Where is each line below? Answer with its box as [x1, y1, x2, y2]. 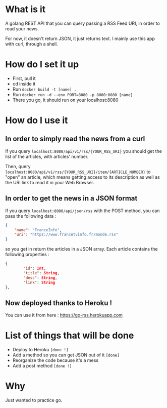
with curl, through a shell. [5, 40, 58, 47]
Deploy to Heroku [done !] [12, 347, 69, 353]
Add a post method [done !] [12, 363, 72, 369]
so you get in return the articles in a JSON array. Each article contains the [5, 246, 158, 252]
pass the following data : [5, 213, 57, 219]
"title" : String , [23, 270, 60, 275]
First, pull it [12, 75, 36, 81]
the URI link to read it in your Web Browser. [5, 179, 94, 185]
